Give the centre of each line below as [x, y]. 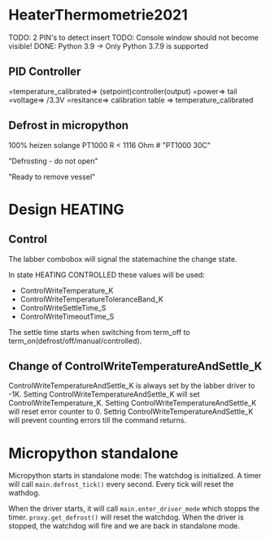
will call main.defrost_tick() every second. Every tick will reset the [121, 485]
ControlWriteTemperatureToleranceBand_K [92, 299]
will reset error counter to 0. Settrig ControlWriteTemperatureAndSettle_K [131, 411]
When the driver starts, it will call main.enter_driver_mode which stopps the [134, 509]
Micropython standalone [94, 453]
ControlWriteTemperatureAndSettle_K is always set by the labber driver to [132, 386]
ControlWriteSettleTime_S [63, 307]
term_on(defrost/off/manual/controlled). [75, 341]
